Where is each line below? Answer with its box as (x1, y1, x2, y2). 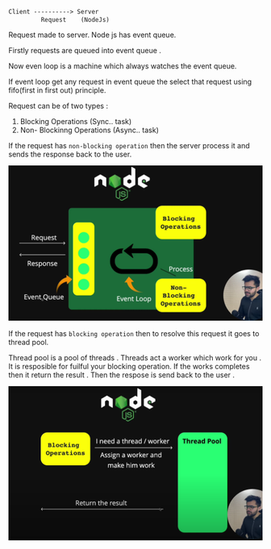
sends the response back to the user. (8, 149, 132, 159)
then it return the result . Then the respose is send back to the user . (8, 370, 236, 380)
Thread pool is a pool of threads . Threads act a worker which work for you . (8, 353, 262, 363)
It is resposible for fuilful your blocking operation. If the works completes (8, 362, 250, 372)
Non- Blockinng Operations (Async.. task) (19, 125, 159, 135)
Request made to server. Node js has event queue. (8, 30, 177, 40)
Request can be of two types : (8, 101, 109, 110)
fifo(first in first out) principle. (8, 85, 106, 95)
